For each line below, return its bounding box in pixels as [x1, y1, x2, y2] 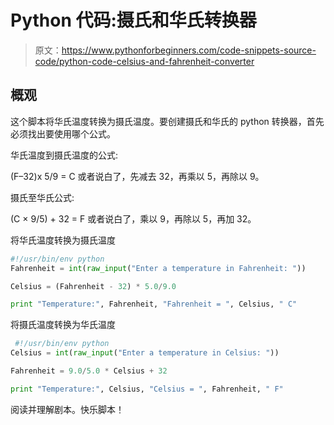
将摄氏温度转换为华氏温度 [10, 319, 116, 331]
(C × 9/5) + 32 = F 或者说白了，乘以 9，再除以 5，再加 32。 [10, 212, 257, 225]
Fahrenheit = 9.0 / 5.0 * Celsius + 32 [10, 366, 168, 376]
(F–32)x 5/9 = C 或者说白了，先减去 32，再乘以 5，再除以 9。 [10, 170, 265, 182]
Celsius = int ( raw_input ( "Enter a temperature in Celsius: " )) [10, 348, 280, 358]
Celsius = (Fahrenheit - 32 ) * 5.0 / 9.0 [10, 281, 177, 291]
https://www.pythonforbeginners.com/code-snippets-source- [61, 44, 317, 56]
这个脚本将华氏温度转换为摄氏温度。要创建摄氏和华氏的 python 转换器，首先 [10, 115, 325, 127]
